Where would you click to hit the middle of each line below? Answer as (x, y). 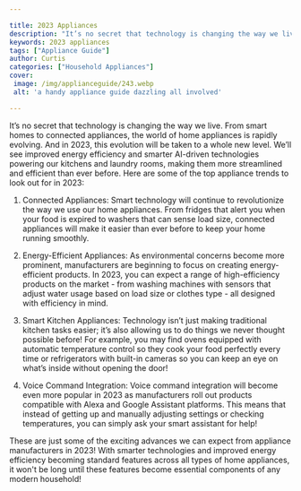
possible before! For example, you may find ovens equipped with (142, 339)
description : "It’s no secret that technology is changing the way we (144, 34)
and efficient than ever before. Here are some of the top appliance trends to (149, 173)
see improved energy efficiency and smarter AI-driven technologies (134, 154)
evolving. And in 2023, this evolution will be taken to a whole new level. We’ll (150, 144)
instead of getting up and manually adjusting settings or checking (143, 414)
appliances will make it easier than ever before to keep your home (144, 228)
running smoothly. (56, 237)
